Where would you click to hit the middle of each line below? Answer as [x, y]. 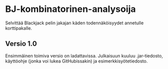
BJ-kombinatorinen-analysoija [71, 9]
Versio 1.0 [21, 44]
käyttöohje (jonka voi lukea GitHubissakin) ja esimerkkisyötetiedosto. [76, 61]
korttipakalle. [19, 28]
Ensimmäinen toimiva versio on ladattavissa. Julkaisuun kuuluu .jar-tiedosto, [84, 56]
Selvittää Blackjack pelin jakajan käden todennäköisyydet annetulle [74, 23]
